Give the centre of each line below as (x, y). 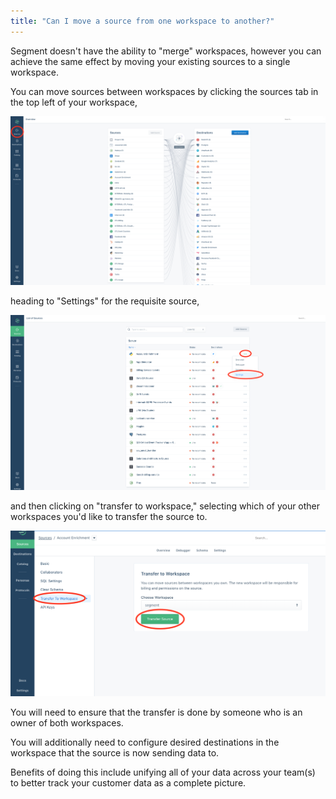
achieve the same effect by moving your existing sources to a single (150, 61)
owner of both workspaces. (67, 723)
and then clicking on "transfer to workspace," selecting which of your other (165, 506)
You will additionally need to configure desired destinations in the (145, 742)
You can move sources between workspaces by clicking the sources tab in (164, 91)
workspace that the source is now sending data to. (115, 753)
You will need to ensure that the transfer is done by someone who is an (156, 712)
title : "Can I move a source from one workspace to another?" (142, 21)
